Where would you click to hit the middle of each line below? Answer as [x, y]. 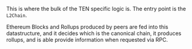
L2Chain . [17, 15]
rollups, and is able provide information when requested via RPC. [87, 40]
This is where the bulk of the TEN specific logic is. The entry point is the [96, 9]
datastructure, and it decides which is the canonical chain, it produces [94, 33]
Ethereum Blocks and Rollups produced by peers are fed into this [87, 27]
